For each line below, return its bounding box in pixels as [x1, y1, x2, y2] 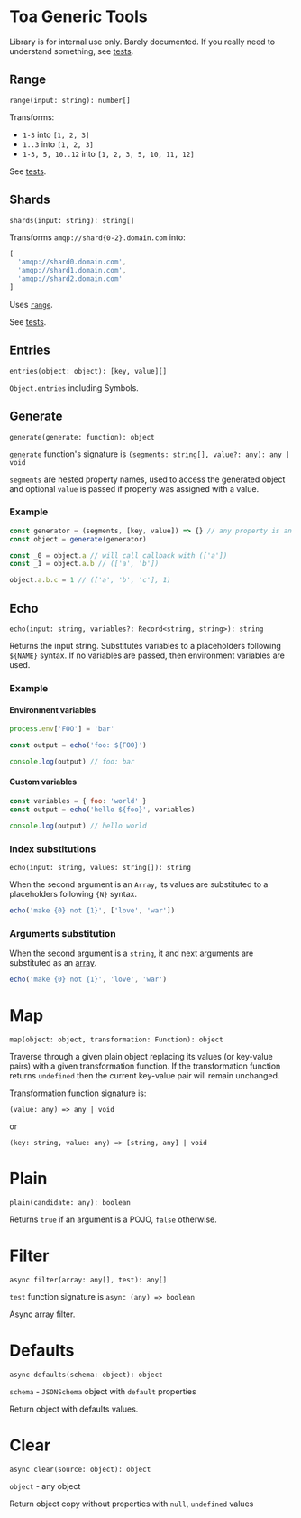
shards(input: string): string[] [9, 216, 135, 225]
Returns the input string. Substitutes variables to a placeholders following [9, 641, 282, 652]
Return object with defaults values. [9, 1403, 139, 1414]
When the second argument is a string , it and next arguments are [9, 948, 254, 958]
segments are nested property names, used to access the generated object [9, 474, 286, 485]
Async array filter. [9, 1309, 76, 1319]
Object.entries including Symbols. [9, 382, 140, 393]
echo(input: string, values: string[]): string [9, 863, 192, 872]
